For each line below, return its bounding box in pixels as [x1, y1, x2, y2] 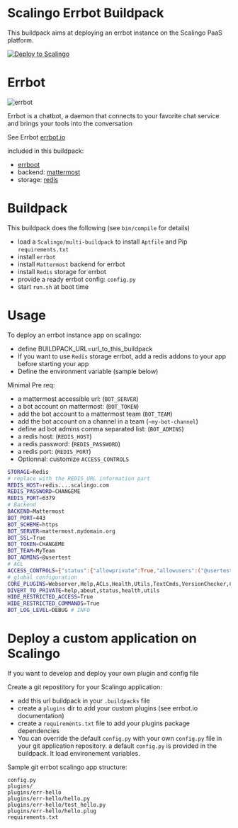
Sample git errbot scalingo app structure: [7, 763, 127, 771]
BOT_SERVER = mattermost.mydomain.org [7, 528, 115, 535]
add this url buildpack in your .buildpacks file [17, 696, 150, 705]
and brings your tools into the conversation [7, 119, 133, 127]
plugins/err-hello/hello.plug [7, 807, 97, 815]
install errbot [17, 252, 57, 261]
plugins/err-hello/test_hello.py [7, 801, 106, 808]
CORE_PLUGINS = [7, 580, 50, 587]
